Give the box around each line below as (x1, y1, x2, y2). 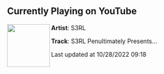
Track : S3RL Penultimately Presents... (51, 37, 158, 45)
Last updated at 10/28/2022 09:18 (51, 50, 147, 58)
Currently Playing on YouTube (7, 5, 137, 17)
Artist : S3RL (51, 23, 86, 32)
